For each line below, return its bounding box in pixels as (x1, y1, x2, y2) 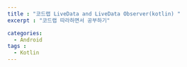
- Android (13, 36, 42, 43)
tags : (7, 43, 27, 50)
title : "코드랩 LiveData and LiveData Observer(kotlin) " (7, 10, 181, 18)
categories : (7, 30, 42, 37)
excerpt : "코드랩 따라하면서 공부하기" (7, 17, 110, 24)
